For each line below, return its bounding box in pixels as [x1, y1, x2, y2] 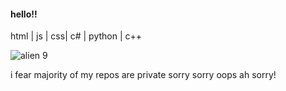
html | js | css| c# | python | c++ [10, 30, 143, 42]
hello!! [10, 8, 38, 20]
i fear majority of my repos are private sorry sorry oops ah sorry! [10, 69, 277, 81]
